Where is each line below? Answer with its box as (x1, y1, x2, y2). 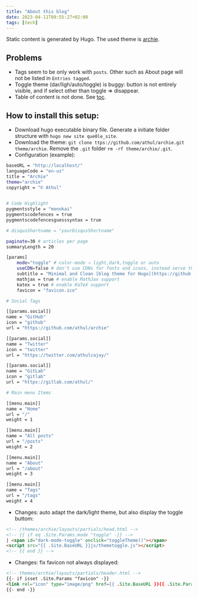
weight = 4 (6, 498, 33, 504)
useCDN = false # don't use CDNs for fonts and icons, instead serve (16, 266, 186, 272)
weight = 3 (6, 471, 33, 477)
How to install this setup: (6, 110, 99, 121)
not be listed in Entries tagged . (14, 75, 91, 82)
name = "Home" (6, 406, 41, 412)
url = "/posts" (6, 438, 44, 444)
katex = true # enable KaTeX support (16, 282, 110, 288)
